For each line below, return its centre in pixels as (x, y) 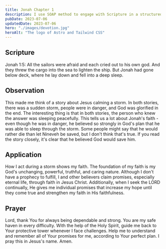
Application (23, 155)
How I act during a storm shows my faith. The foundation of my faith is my (80, 166)
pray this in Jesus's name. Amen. (39, 241)
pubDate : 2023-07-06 (26, 19)
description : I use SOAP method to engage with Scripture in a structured (84, 14)
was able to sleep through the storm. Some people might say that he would (82, 128)
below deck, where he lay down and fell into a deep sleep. (64, 75)
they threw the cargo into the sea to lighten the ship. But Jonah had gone (80, 70)
